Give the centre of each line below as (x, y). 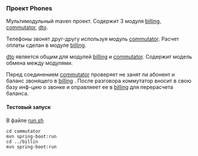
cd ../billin (22, 141)
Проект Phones (29, 8)
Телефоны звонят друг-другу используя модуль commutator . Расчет (93, 39)
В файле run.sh (25, 120)
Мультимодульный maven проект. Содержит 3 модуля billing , (84, 21)
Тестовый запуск (28, 107)
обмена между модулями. (39, 63)
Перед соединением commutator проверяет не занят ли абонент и (90, 75)
